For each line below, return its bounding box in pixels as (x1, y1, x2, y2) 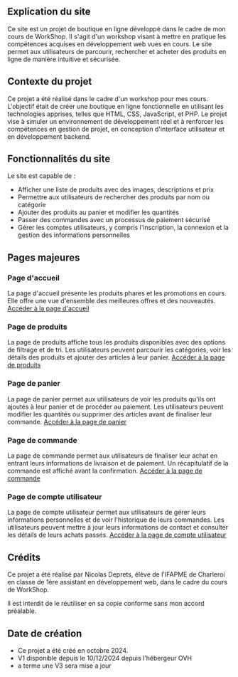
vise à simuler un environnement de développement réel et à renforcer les (7, 117, 224, 125)
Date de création (7, 627, 82, 639)
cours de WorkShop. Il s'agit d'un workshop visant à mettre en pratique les (7, 32, 227, 41)
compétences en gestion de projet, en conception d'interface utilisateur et (7, 125, 225, 133)
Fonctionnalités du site (7, 153, 111, 165)
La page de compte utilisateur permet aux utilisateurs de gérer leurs (7, 508, 206, 517)
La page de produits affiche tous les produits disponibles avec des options (7, 338, 226, 347)
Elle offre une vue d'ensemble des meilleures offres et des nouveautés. (7, 297, 216, 305)
